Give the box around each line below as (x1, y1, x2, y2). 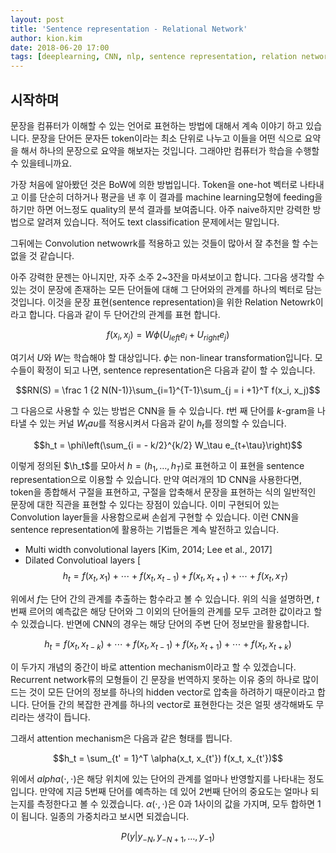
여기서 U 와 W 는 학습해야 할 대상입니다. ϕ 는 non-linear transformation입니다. (10, 351, 313, 363)
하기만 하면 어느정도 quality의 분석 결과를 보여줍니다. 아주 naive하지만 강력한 (10, 203, 311, 215)
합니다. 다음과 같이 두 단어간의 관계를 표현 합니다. (28, 308, 221, 320)
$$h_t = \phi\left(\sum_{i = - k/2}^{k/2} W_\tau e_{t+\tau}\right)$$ (33, 439, 303, 451)
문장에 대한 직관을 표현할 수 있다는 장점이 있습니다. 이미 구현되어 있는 (10, 499, 280, 511)
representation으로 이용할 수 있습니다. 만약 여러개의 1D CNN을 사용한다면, (10, 474, 302, 486)
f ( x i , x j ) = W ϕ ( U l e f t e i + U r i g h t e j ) (106, 328, 230, 343)
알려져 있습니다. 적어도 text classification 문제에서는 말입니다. (36, 216, 280, 228)
